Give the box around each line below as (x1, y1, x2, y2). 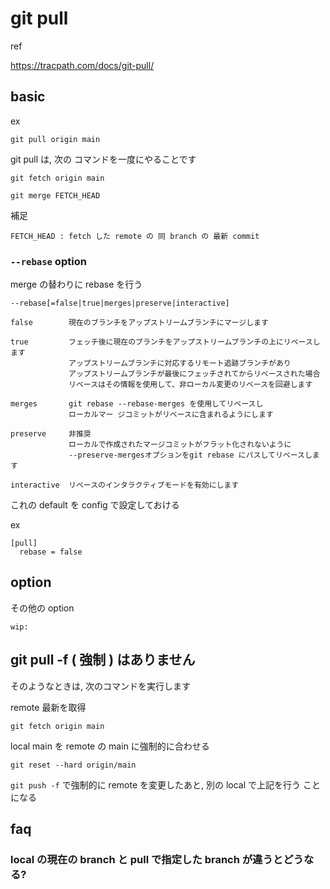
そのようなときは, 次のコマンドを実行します (10, 680, 191, 692)
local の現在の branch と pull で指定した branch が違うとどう (10, 852, 304, 866)
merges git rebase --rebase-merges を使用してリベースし (10, 399, 264, 409)
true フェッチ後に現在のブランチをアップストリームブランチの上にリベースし (10, 337, 321, 347)
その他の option (10, 602, 75, 614)
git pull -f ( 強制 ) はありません (10, 652, 196, 669)
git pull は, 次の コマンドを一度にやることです (10, 153, 197, 165)
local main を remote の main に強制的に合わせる (10, 740, 210, 752)
